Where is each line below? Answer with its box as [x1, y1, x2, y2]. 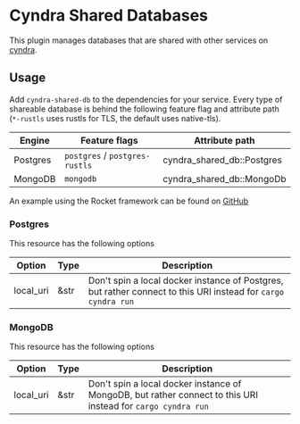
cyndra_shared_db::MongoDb [162, 172, 287, 185]
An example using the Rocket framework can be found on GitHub [9, 195, 249, 206]
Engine [19, 134, 51, 146]
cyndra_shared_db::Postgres [162, 154, 283, 166]
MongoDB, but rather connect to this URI [87, 389, 259, 402]
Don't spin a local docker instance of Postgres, [87, 274, 284, 287]
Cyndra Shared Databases [9, 5, 208, 26]
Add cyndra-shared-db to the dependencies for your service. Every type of [9, 94, 283, 104]
